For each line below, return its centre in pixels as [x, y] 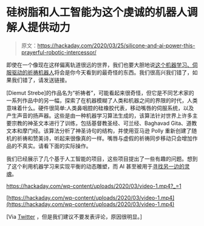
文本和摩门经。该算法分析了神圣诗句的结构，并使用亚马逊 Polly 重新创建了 [99, 130]
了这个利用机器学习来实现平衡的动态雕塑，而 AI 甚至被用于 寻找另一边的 [96, 166]
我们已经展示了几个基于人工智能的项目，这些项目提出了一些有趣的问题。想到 [102, 159]
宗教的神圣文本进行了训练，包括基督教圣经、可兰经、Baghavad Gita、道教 [104, 123]
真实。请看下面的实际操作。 [57, 145]
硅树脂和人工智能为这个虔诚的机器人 [97, 12]
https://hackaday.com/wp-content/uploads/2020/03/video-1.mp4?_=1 [94, 186]
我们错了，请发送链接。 [41, 80]
